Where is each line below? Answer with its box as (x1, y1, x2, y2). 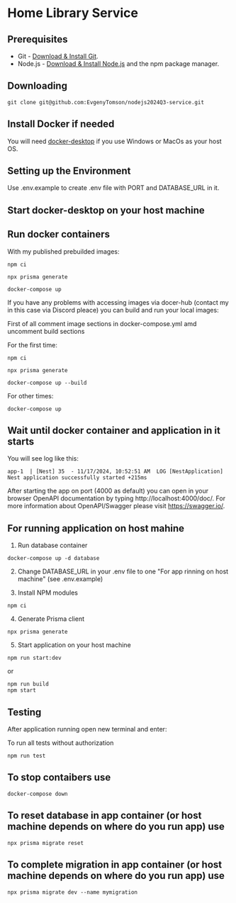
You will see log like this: (7, 454, 79, 463)
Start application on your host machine (17, 641, 131, 649)
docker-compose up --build (7, 379, 87, 386)
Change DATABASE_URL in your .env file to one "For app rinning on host (17, 567, 229, 576)
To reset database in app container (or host (7, 809, 202, 821)
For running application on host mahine (7, 522, 185, 534)
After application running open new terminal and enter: (7, 725, 167, 734)
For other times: (7, 391, 54, 400)
